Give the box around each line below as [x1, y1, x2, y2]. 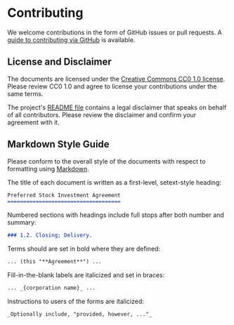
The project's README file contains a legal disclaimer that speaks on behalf [7, 103, 227, 112]
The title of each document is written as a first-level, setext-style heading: [7, 178, 221, 187]
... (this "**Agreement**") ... [7, 258, 102, 265]
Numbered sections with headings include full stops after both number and [7, 211, 225, 219]
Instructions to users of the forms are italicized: [7, 297, 144, 305]
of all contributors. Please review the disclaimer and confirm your [7, 110, 197, 119]
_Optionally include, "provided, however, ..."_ [7, 310, 152, 317]
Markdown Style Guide [7, 138, 110, 150]
